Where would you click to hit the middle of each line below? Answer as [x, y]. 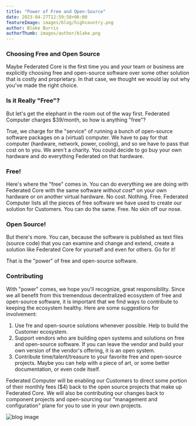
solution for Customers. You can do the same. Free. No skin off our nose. [94, 209]
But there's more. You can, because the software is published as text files [95, 237]
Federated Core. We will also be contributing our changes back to [85, 393]
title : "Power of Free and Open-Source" [56, 11]
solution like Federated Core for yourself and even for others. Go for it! [91, 250]
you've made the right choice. [42, 85]
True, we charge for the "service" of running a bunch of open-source [90, 131]
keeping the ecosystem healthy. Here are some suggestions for [82, 308]
